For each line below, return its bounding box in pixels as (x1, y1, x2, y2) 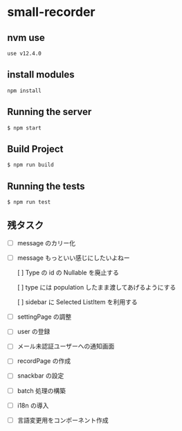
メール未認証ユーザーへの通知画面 (17, 342, 115, 351)
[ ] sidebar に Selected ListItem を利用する (17, 298, 138, 306)
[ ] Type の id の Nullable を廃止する (17, 268, 119, 277)
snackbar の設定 (17, 371, 64, 380)
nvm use (7, 32, 45, 44)
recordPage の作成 (17, 357, 71, 365)
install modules (7, 69, 75, 80)
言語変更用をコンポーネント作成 (17, 416, 109, 424)
